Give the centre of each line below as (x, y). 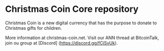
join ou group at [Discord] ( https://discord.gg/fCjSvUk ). (61, 43)
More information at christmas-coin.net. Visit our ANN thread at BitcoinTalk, (82, 38)
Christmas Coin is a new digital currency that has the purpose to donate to (81, 23)
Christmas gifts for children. (33, 28)
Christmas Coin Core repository (72, 9)
